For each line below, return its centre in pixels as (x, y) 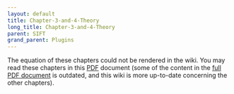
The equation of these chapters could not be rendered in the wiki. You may (116, 60)
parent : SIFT (27, 34)
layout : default (31, 14)
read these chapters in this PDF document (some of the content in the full (114, 68)
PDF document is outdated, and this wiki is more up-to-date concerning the (117, 76)
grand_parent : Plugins (41, 40)
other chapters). (31, 83)
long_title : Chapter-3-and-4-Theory (61, 27)
